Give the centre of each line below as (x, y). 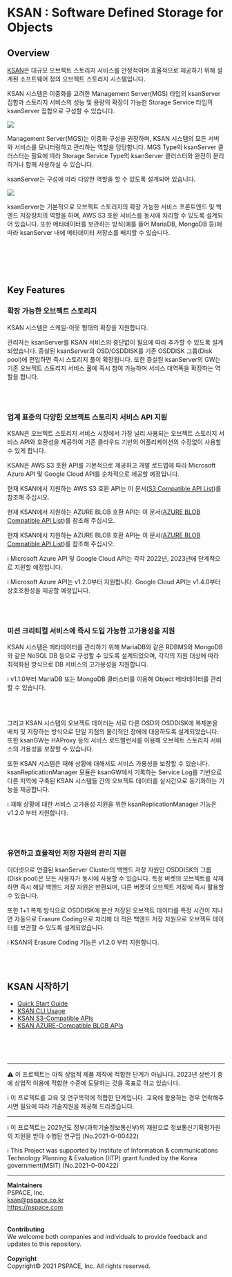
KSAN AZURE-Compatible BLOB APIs (70, 1026)
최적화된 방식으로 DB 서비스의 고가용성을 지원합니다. (78, 664)
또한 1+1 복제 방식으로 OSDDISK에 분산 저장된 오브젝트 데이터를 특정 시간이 (109, 910)
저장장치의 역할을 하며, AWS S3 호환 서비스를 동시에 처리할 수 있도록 (112, 215)
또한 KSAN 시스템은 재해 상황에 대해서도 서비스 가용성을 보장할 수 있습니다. (108, 764)
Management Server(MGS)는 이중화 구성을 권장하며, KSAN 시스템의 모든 (107, 138)
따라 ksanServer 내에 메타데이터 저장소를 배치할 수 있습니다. (89, 232)
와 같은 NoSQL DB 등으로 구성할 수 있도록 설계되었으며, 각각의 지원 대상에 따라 (113, 656)
